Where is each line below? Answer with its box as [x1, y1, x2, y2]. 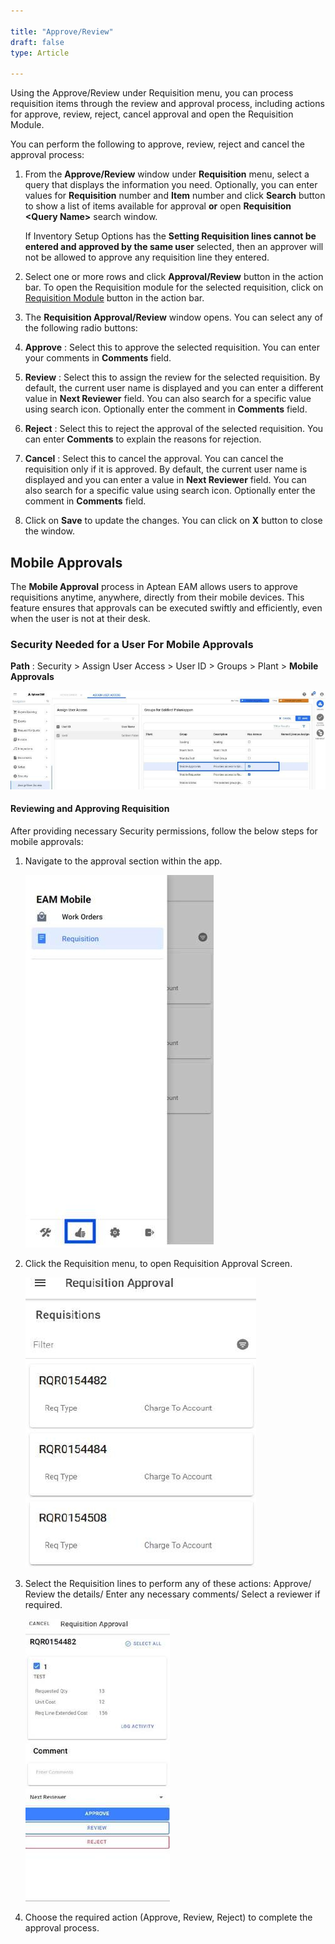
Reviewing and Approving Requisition [10, 803, 170, 815]
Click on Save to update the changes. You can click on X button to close [24, 515, 323, 527]
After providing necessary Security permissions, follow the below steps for [10, 825, 318, 837]
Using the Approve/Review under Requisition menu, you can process [10, 87, 294, 99]
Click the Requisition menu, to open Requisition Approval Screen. [24, 1258, 293, 1270]
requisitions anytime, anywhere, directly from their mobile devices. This [10, 591, 305, 603]
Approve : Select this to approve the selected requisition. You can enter [24, 341, 320, 354]
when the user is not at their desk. [10, 612, 151, 624]
